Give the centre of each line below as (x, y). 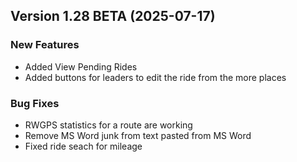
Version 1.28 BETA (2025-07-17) (113, 16)
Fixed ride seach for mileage (83, 146)
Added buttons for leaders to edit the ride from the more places (155, 77)
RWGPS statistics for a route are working (108, 125)
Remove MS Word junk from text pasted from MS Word (138, 135)
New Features (45, 45)
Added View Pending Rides (81, 66)
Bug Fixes (35, 103)
